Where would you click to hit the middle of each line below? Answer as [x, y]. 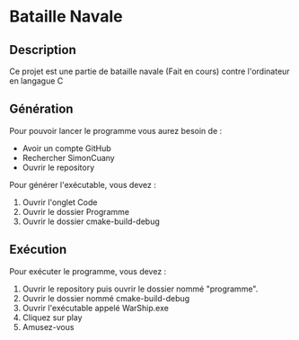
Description [43, 50]
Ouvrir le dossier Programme [76, 211]
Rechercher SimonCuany [68, 157]
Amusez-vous [48, 327]
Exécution [38, 250]
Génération [41, 109]
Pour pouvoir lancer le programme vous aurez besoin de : [116, 130]
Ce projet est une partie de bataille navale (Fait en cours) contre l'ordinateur [149, 71]
